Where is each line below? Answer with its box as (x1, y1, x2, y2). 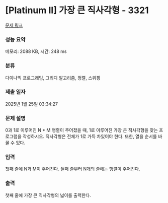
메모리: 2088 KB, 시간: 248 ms (5, 48, 67, 54)
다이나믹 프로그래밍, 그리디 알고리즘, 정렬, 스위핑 (5, 75, 101, 81)
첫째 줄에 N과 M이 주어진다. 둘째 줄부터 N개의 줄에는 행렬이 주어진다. (5, 166, 140, 172)
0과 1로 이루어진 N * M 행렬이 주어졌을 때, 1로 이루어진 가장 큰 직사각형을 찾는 (5, 127, 158, 133)
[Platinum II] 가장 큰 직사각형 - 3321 (5, 5, 149, 16)
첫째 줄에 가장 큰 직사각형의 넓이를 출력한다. (5, 192, 92, 198)
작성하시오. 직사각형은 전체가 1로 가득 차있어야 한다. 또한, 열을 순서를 (22, 133, 157, 140)
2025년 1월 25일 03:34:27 (5, 101, 58, 107)
